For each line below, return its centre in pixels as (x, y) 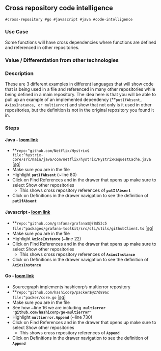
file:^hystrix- (28, 155)
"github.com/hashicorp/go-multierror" (52, 312)
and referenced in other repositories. (42, 48)
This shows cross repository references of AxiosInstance (77, 254)
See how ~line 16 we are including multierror (59, 307)
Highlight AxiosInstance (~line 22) (47, 238)
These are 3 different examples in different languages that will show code (79, 84)
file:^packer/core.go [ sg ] (39, 297)
